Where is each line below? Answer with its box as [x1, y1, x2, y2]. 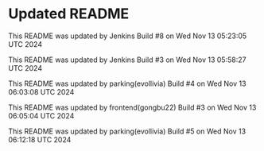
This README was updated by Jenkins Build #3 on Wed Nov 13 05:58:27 [8, 55, 247, 64]
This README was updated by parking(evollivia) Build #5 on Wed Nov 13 [8, 126, 247, 136]
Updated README [8, 5, 130, 23]
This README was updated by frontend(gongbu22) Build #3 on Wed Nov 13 [8, 103, 257, 112]
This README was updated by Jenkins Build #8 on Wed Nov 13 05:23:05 [8, 31, 247, 41]
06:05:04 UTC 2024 [8, 110, 75, 120]
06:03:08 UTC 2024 [8, 87, 75, 96]
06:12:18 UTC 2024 [8, 134, 72, 144]
